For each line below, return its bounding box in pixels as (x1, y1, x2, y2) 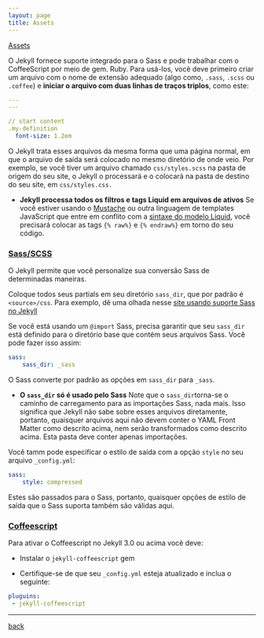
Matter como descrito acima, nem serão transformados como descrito (19, 423, 247, 433)
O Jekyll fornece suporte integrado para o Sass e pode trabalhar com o (8, 56, 240, 65)
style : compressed (22, 478, 82, 486)
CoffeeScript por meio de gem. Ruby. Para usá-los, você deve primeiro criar (8, 64, 254, 73)
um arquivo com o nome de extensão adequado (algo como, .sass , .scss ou (8, 72, 255, 82)
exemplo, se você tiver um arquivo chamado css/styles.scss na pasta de (8, 163, 246, 172)
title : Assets (8, 19, 55, 27)
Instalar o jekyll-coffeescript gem (19, 553, 135, 562)
